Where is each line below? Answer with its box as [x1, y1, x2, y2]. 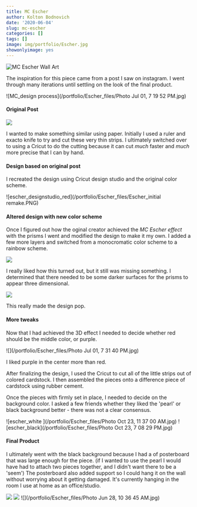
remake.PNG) [6, 199, 39, 207]
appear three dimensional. [6, 280, 69, 287]
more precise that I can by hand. [6, 149, 85, 156]
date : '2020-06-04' [6, 19, 54, 25]
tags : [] [6, 36, 28, 42]
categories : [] [6, 31, 44, 37]
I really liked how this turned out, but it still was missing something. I [6, 267, 171, 274]
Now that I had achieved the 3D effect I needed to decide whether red [6, 329, 176, 336]
